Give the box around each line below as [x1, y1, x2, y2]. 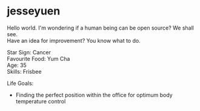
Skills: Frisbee [7, 68, 42, 75]
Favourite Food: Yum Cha [7, 55, 70, 62]
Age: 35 [7, 62, 27, 69]
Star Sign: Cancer [7, 48, 51, 55]
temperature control [15, 98, 66, 105]
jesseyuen [7, 4, 61, 18]
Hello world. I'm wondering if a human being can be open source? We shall [7, 24, 195, 31]
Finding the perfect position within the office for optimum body [15, 91, 173, 98]
